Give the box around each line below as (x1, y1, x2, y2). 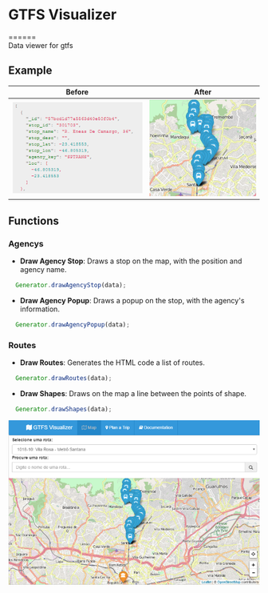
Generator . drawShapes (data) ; (15, 405, 112, 413)
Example (8, 64, 53, 78)
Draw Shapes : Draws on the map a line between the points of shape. (19, 388, 247, 398)
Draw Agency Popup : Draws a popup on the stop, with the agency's (19, 295, 245, 305)
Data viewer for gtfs (8, 40, 73, 50)
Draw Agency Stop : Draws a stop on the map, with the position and (19, 256, 242, 266)
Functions (8, 214, 60, 227)
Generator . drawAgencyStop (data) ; (15, 281, 127, 289)
